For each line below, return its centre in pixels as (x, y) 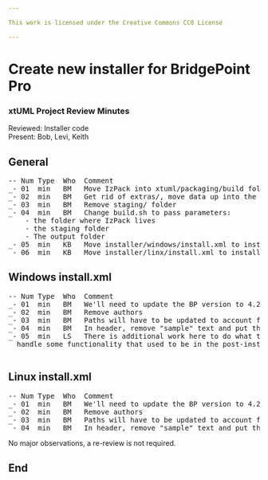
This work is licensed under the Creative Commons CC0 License (116, 22)
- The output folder (65, 236)
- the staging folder (67, 228)
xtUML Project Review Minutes (69, 111)
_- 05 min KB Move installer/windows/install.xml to (124, 244)
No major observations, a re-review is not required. (92, 443)
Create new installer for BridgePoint (130, 69)
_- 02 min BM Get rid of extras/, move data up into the (132, 197)
